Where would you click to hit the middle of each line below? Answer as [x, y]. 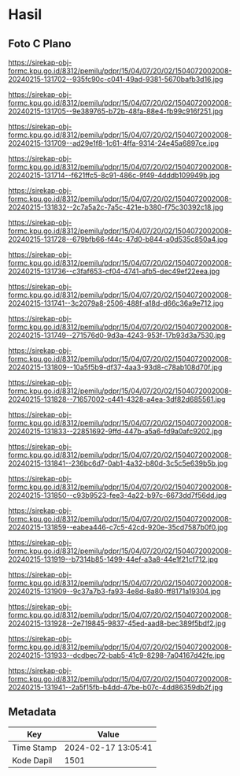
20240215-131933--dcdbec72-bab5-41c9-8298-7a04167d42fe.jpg [117, 655]
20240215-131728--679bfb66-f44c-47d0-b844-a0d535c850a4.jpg [118, 239]
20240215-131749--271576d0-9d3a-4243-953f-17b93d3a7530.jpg [117, 335]
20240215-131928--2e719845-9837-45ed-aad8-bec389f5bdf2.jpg [117, 623]
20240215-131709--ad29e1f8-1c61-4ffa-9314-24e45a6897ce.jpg [113, 143]
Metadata [32, 712]
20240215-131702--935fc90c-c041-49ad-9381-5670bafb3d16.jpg [116, 79]
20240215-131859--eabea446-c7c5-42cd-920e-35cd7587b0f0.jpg [118, 527]
